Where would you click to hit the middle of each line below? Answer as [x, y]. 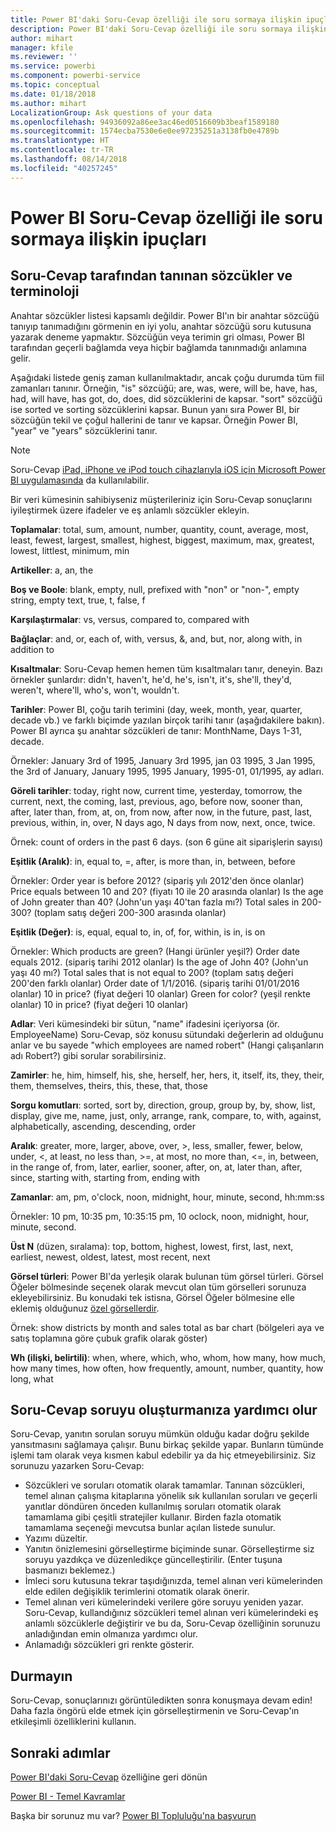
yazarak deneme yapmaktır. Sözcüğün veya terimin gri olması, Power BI [157, 337]
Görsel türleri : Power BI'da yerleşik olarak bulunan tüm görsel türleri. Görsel [167, 1276]
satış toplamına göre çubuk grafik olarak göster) [109, 1338]
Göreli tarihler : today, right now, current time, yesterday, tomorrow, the [156, 790]
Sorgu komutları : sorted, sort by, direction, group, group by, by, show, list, [163, 1105]
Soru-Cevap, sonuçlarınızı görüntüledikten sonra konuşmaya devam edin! [161, 1700]
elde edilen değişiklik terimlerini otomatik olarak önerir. [137, 1592]
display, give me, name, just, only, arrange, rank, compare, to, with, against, [166, 1115]
